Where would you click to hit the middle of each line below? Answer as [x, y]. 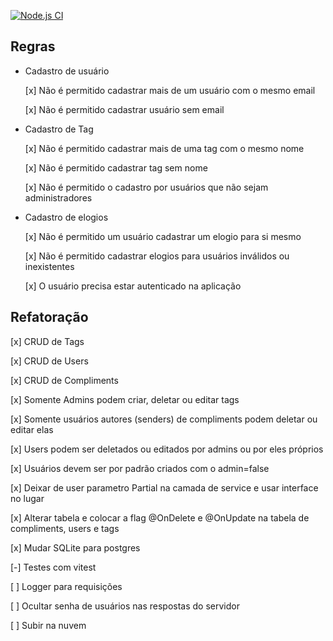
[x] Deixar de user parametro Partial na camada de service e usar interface [164, 487]
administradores [58, 197]
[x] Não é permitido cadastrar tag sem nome [116, 167]
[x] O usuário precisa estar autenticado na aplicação [133, 286]
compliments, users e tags [65, 528]
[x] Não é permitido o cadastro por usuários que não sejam [146, 187]
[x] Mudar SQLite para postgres [75, 547]
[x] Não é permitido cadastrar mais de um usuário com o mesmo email [170, 90]
